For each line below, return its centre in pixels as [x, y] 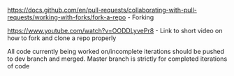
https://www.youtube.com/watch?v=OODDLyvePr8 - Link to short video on [115, 31]
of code [19, 66]
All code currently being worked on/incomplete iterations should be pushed [116, 51]
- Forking [141, 17]
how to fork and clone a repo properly [62, 38]
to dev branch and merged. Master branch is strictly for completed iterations [117, 59]
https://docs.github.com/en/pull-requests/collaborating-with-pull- [102, 10]
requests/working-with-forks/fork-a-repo [67, 17]
